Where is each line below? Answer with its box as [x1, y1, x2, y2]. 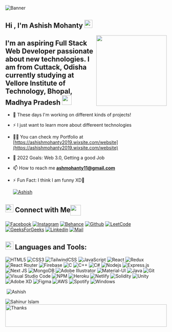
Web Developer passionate [5, 47, 94, 55]
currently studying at [5, 71, 74, 80]
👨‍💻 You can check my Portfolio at [12, 134, 83, 140]
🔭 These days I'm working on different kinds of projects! [12, 112, 132, 118]
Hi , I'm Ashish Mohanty [5, 21, 83, 30]
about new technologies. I [5, 54, 90, 64]
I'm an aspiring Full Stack [5, 38, 88, 47]
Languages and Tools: [14, 243, 87, 251]
